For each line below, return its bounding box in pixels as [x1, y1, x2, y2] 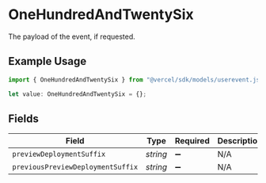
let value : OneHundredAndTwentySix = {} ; [8, 90, 147, 98]
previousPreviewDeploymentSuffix [12, 162, 139, 172]
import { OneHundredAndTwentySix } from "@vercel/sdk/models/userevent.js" [8, 75, 264, 84]
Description [217, 135, 263, 147]
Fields [8, 112, 40, 125]
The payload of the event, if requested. [8, 32, 136, 41]
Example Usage [8, 55, 87, 68]
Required [174, 135, 210, 147]
